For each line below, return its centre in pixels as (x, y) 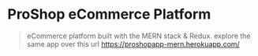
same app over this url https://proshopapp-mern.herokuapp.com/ (133, 44)
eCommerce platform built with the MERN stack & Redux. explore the (138, 36)
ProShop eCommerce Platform (109, 14)
